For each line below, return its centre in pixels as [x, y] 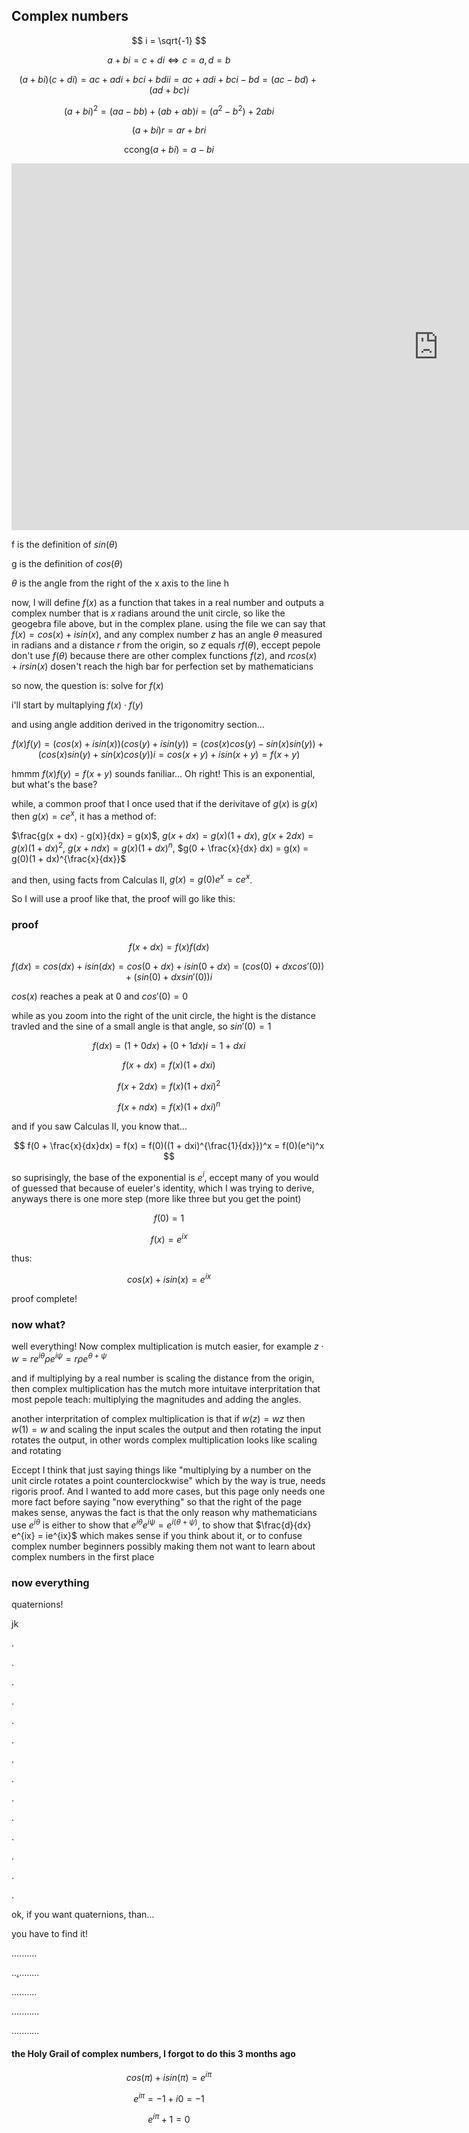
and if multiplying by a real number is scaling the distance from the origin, [163, 1378]
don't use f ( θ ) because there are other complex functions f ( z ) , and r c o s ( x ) [164, 656]
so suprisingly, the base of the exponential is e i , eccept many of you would [165, 1176]
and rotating [36, 1450]
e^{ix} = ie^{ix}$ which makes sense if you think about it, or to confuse [157, 1535]
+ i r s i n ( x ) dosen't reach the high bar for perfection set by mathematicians [162, 666]
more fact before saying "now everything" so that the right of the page [157, 1501]
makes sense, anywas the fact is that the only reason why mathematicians [164, 1512]
